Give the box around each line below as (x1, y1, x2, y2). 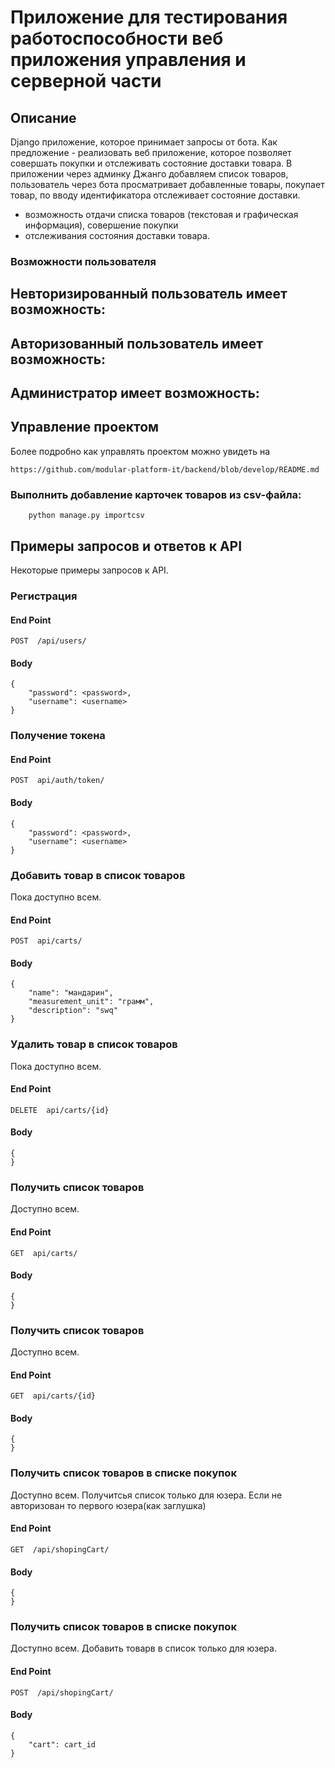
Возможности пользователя (10, 254, 157, 268)
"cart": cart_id (28, 1739, 97, 1750)
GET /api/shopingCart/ (10, 1544, 110, 1555)
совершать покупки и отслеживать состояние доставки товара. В (10, 157, 293, 169)
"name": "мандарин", (28, 988, 114, 998)
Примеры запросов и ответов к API (10, 537, 243, 555)
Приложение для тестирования (10, 6, 288, 29)
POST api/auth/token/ (10, 776, 105, 786)
